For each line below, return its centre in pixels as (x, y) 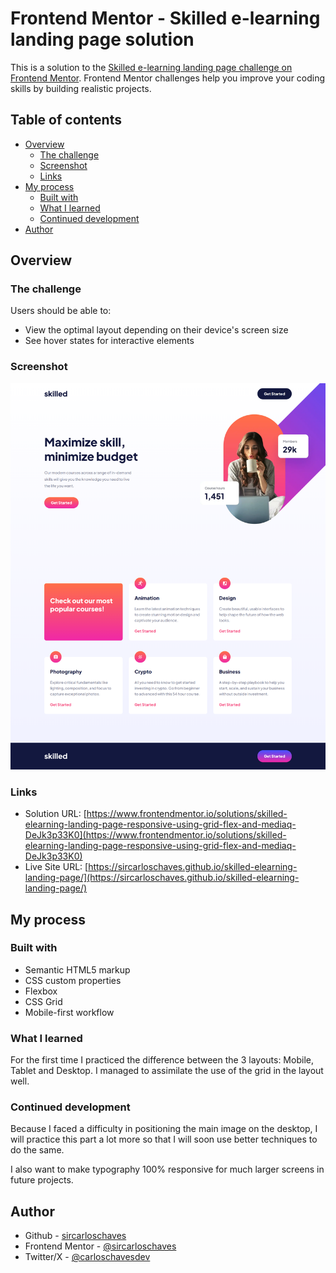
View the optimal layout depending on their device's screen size (156, 330)
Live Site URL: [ (56, 867)
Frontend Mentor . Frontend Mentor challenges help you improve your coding (168, 78)
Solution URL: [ (55, 814)
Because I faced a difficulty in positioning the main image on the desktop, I (164, 1129)
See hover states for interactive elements (109, 341)
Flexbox (41, 991)
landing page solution (102, 39)
